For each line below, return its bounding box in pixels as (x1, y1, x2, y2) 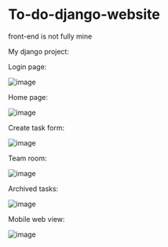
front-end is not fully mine (8, 31, 93, 41)
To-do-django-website (8, 6, 161, 24)
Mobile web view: (8, 214, 65, 223)
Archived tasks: (8, 183, 59, 194)
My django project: (8, 46, 69, 56)
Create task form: (8, 123, 65, 132)
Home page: (8, 92, 49, 101)
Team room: (8, 153, 47, 163)
